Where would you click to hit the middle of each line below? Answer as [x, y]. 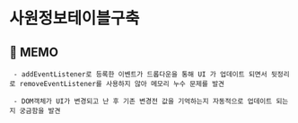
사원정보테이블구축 [74, 18]
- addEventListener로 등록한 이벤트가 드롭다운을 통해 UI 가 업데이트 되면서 [140, 75]
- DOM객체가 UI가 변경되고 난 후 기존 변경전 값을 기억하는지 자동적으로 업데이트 [142, 101]
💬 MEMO [34, 52]
